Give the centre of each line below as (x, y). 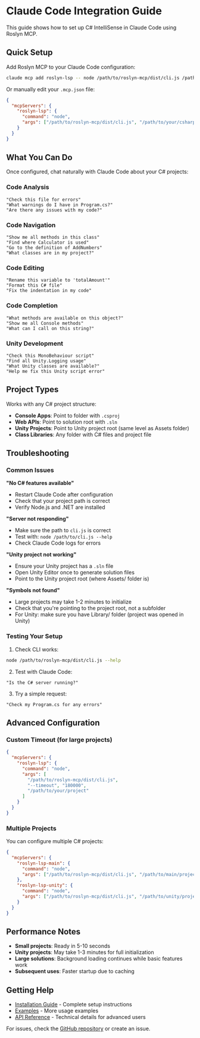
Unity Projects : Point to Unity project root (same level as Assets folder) (102, 428)
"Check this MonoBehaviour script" (50, 356)
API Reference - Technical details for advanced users (80, 1017)
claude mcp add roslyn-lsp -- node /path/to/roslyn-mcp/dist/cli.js (93, 78)
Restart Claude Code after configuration (64, 495)
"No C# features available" (40, 483)
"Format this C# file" (34, 285)
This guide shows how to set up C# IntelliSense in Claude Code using (91, 27)
